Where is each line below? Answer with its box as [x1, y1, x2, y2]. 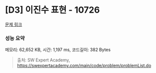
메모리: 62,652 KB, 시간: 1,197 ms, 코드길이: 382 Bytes [5, 47, 111, 53]
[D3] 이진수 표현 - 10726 [5, 4, 100, 16]
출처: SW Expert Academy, [17, 57, 70, 63]
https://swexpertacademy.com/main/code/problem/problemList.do [17, 63, 152, 69]
